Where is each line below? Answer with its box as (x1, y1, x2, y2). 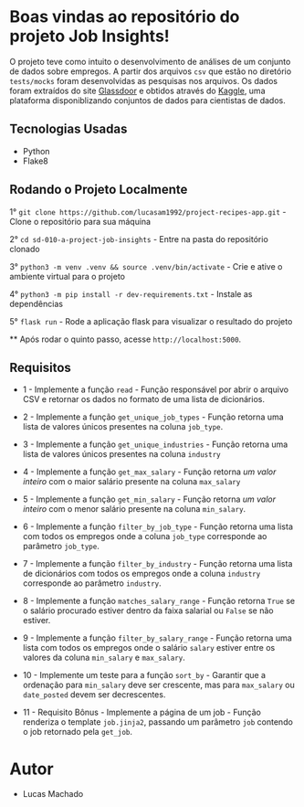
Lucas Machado (22, 789, 84, 800)
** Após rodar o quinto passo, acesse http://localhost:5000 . (9, 334, 242, 345)
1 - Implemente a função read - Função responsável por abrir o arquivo (22, 384, 289, 395)
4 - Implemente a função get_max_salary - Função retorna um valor (22, 466, 277, 477)
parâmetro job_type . (22, 541, 100, 552)
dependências (9, 298, 64, 309)
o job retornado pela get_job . (22, 727, 133, 738)
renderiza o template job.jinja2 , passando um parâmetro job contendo (22, 717, 294, 727)
